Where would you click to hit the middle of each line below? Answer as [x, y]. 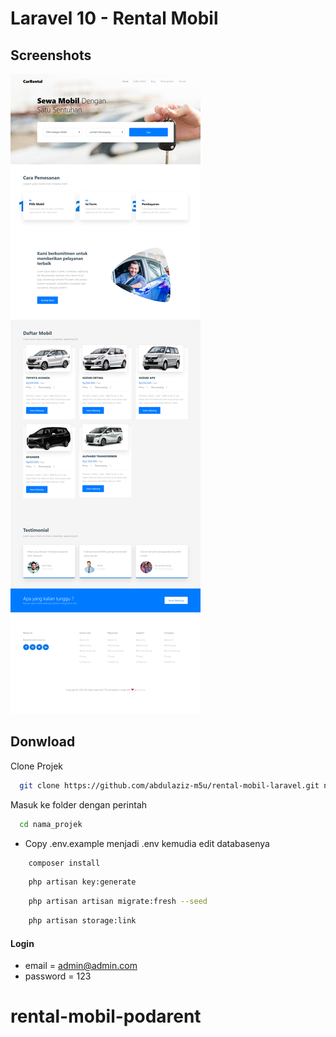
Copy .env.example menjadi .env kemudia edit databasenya [147, 843]
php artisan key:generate [82, 882]
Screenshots [51, 55]
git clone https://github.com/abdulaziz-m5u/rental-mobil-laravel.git [169, 785]
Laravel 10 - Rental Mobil [114, 18]
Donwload [43, 742]
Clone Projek [36, 766]
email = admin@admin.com [81, 966]
